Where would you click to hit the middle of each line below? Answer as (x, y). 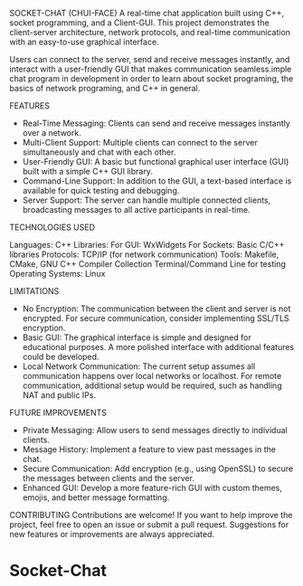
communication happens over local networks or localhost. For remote (152, 376)
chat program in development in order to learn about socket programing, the (151, 79)
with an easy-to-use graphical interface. (85, 42)
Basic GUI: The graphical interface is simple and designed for (137, 337)
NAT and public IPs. (59, 395)
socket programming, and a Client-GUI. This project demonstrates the (139, 23)
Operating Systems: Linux (57, 274)
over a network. (52, 133)
